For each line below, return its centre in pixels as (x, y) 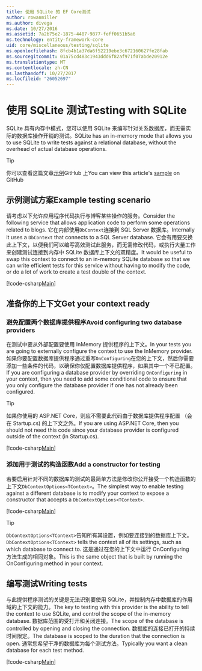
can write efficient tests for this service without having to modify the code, (99, 265)
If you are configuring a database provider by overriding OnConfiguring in (97, 372)
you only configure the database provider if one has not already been (92, 385)
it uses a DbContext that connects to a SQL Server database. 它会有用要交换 (100, 237)
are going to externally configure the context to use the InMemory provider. (99, 351)
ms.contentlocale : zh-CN (37, 68)
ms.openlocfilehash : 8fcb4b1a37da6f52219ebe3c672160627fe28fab (87, 51)
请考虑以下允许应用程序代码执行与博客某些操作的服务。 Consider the (91, 216)
